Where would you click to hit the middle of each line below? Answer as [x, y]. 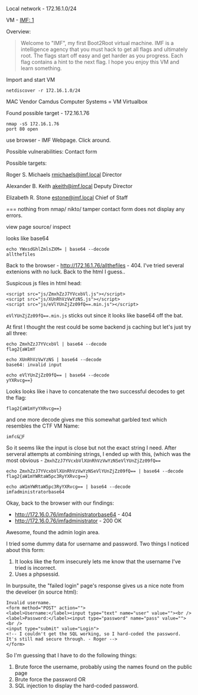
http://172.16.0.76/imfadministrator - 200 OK [68, 521]
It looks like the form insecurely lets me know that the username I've [98, 562]
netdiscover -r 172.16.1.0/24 [43, 91]
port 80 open [22, 129]
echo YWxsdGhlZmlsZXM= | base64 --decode [58, 249]
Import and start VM [30, 80]
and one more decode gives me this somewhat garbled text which [87, 420]
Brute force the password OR [50, 679]
